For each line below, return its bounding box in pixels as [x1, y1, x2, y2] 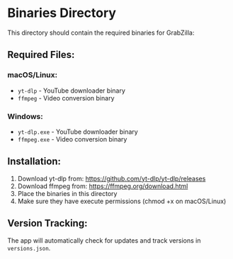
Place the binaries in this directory [17, 189, 118, 197]
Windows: [7, 111, 44, 121]
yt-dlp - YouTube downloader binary [17, 86, 126, 95]
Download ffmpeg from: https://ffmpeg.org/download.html [17, 182, 188, 190]
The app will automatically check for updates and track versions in [7, 236, 201, 245]
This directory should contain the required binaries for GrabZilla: [7, 28, 195, 37]
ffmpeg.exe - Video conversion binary [17, 134, 127, 143]
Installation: [7, 156, 62, 168]
